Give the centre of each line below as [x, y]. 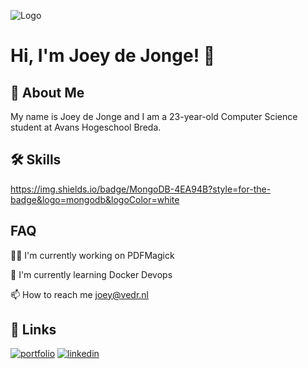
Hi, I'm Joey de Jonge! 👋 [113, 56]
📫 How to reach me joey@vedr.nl [79, 294]
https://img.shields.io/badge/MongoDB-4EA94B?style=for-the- [141, 189]
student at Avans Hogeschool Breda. [86, 127]
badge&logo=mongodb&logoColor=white [95, 199]
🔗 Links [33, 330]
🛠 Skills [36, 160]
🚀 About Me [47, 92]
